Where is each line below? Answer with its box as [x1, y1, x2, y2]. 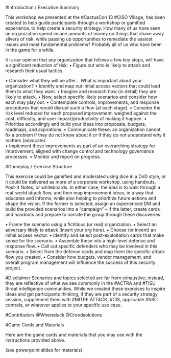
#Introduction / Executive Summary [5, 5, 80, 10]
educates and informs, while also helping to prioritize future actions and [5, 195, 157, 201]
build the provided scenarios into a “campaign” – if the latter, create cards [5, 206, 160, 212]
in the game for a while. [5, 47, 55, 53]
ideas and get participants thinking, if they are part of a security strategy [5, 291, 158, 297]
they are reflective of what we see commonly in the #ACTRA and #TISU [5, 280, 156, 286]
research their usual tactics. [5, 68, 64, 74]
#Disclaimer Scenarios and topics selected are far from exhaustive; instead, [5, 275, 165, 281]
